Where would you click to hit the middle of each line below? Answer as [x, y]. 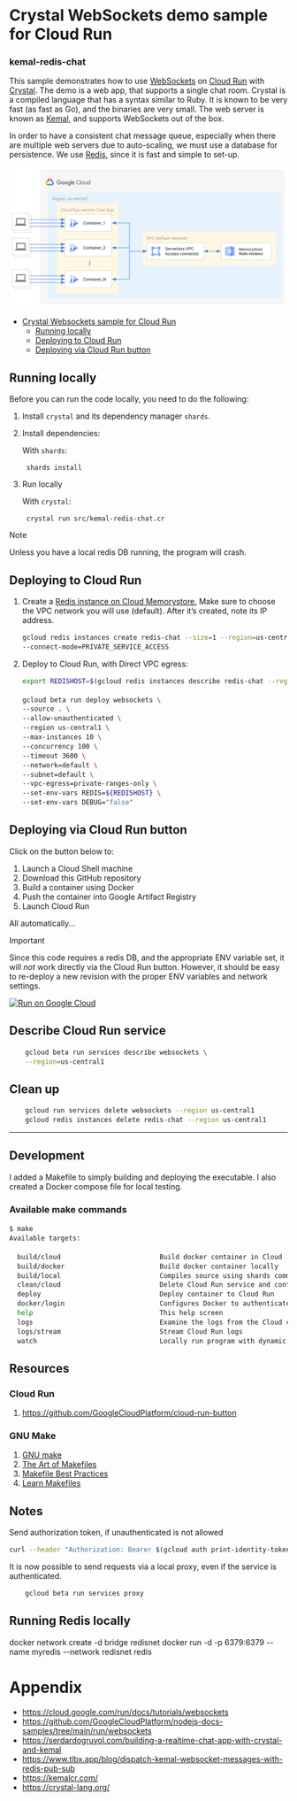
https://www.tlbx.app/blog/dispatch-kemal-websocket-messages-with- [152, 1759]
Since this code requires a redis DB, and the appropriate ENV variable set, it [147, 958]
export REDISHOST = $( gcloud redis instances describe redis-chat [143, 681]
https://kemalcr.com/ [60, 1778]
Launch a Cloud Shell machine [77, 868]
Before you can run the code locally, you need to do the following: [129, 399]
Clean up [34, 1089]
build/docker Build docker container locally [148, 1266]
